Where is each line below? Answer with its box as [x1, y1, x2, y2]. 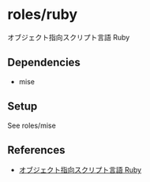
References [7, 143, 66, 157]
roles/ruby [7, 6, 78, 24]
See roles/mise [7, 121, 56, 130]
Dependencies [7, 56, 81, 69]
